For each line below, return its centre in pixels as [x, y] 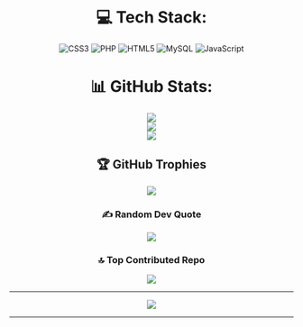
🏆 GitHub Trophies [151, 164]
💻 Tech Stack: [151, 18]
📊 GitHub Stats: [151, 87]
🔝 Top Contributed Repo [151, 259]
